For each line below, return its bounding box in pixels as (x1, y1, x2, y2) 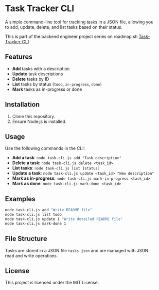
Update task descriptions (12, 71, 63, 77)
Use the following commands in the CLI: (5, 145, 85, 151)
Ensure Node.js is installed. (12, 119, 67, 124)
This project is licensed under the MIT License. (5, 280, 99, 286)
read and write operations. (5, 253, 58, 258)
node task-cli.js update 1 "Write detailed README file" (5, 217, 123, 222)
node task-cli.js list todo (5, 212, 62, 217)
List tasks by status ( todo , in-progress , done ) (12, 81, 102, 87)
